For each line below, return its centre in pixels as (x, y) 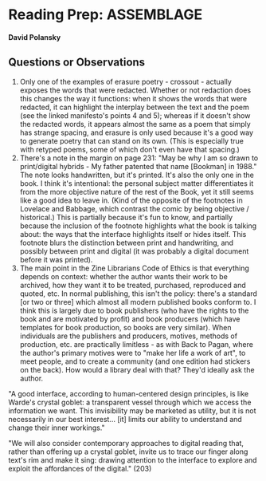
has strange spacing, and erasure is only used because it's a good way (136, 132)
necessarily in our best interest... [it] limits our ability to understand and (125, 419)
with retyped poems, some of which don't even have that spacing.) (130, 149)
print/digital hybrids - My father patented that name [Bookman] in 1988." (138, 166)
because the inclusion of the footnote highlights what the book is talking (138, 226)
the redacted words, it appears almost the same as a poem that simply (135, 124)
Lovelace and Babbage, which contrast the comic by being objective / (134, 208)
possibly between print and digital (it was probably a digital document (134, 251)
